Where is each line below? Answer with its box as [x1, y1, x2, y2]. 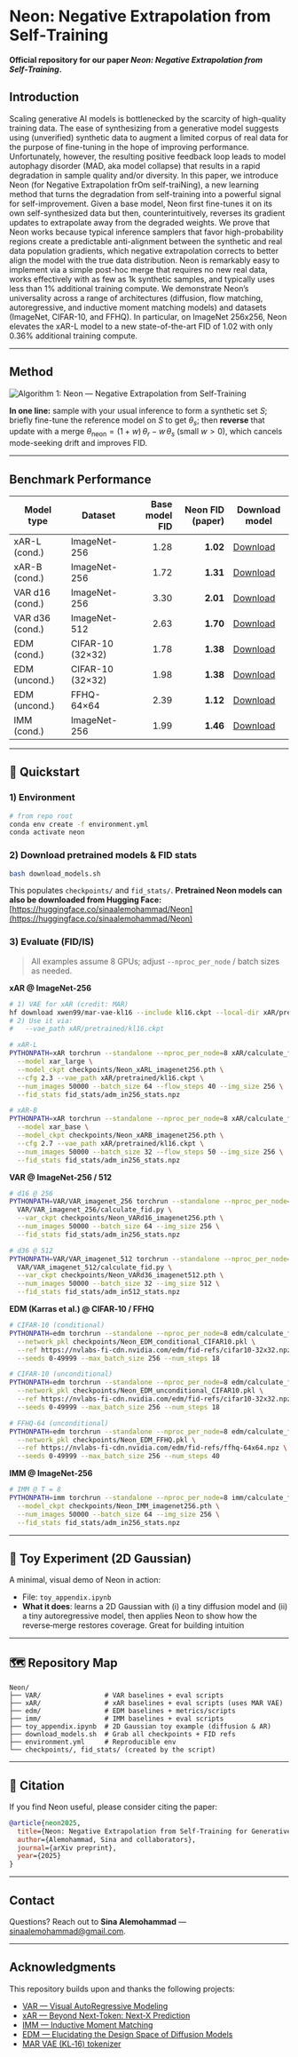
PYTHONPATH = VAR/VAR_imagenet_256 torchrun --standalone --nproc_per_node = [9, 1197, 292, 1206]
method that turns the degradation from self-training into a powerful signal [9, 188, 281, 199]
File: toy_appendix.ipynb [21, 1592, 112, 1602]
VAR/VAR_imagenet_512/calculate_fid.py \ [17, 1263, 173, 1272]
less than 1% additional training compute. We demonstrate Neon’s [9, 282, 250, 294]
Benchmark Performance [9, 472, 152, 487]
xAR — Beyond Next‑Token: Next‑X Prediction [21, 2010, 191, 2021]
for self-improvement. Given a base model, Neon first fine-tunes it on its [9, 198, 273, 209]
